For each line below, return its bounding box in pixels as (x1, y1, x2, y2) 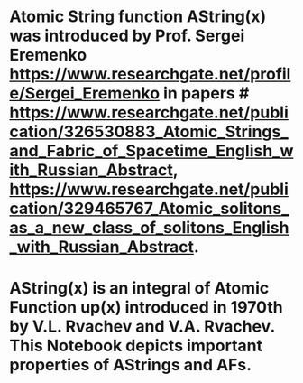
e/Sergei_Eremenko (9, 83, 161, 104)
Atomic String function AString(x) (9, 6, 267, 27)
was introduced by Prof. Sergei (9, 25, 245, 46)
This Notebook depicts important (9, 336, 263, 356)
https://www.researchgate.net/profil (9, 64, 291, 85)
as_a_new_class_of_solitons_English (9, 218, 289, 238)
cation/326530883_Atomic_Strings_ (9, 122, 289, 142)
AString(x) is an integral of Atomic (9, 278, 270, 299)
